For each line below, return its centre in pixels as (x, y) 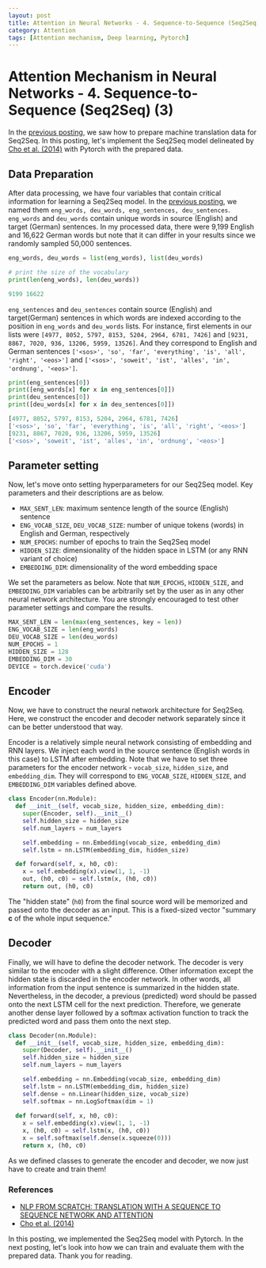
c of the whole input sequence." (60, 918)
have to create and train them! (57, 1169)
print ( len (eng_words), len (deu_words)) (74, 279)
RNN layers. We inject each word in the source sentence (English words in (129, 751)
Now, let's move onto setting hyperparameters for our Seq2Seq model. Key (131, 484)
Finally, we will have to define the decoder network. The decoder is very (126, 962)
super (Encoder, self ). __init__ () (78, 814)
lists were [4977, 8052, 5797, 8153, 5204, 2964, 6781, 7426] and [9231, (129, 334)
